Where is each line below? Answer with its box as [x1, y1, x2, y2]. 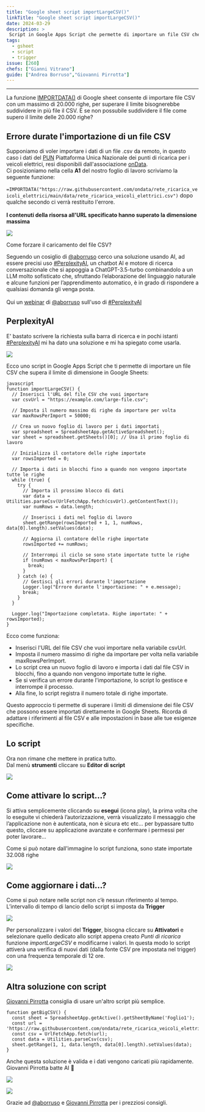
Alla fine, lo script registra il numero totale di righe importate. [15, 689, 168, 697]
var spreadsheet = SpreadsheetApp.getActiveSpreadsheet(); [12, 429, 165, 435]
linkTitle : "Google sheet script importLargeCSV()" [6, 15, 140, 21]
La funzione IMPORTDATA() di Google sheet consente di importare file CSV [6, 94, 195, 102]
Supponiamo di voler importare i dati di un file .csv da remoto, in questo [6, 147, 186, 155]
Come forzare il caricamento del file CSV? [6, 241, 112, 248]
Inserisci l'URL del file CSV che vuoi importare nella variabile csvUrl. [15, 643, 187, 651]
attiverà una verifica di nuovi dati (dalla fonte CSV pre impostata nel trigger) [6, 946, 196, 953]
